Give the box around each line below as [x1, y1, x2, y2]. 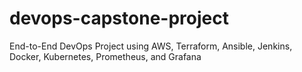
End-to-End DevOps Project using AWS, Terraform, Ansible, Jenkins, [9, 40, 293, 52]
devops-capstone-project [9, 7, 229, 30]
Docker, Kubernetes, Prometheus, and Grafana [9, 50, 202, 62]
